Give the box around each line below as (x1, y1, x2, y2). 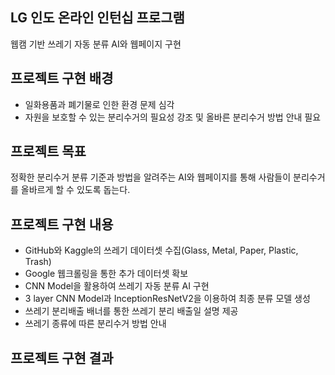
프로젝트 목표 (10, 143, 87, 160)
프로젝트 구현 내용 (10, 216, 114, 233)
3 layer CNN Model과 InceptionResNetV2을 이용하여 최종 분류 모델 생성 (24, 293, 311, 305)
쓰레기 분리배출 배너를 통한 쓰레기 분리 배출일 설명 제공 (24, 305, 239, 317)
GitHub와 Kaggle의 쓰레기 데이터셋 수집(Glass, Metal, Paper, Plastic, (24, 244, 299, 257)
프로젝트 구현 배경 (10, 70, 114, 87)
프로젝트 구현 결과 (10, 349, 114, 367)
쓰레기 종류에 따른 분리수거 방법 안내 (24, 318, 167, 330)
